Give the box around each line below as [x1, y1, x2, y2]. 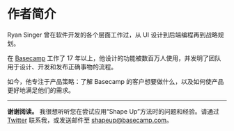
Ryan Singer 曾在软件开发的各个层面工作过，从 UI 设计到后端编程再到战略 [7, 30, 218, 39]
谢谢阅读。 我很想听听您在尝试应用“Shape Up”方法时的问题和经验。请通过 [7, 107, 219, 115]
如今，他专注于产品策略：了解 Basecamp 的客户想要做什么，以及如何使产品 [7, 77, 224, 85]
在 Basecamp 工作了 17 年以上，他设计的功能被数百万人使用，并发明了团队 [7, 53, 221, 62]
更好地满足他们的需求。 [7, 86, 75, 94]
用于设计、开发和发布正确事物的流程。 [7, 62, 117, 71]
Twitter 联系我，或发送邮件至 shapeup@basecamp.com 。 [7, 116, 173, 124]
